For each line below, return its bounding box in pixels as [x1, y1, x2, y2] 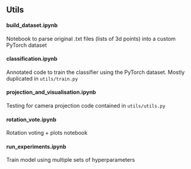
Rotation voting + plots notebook [6, 129, 88, 137]
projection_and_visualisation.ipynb [6, 88, 97, 96]
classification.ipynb [6, 55, 57, 63]
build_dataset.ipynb [6, 21, 58, 29]
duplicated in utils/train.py [6, 75, 79, 82]
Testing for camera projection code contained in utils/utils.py [6, 102, 166, 109]
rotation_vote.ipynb [6, 115, 57, 123]
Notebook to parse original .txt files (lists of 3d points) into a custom [6, 35, 176, 42]
